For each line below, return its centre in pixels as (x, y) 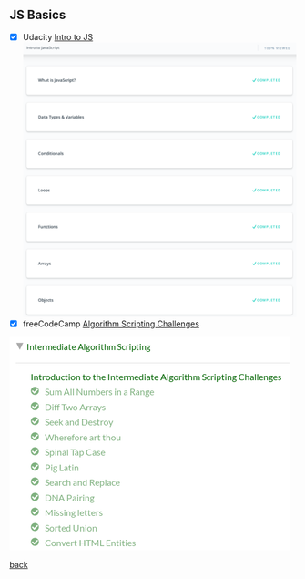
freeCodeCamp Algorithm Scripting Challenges (111, 324)
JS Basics (38, 15)
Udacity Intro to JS (58, 36)
